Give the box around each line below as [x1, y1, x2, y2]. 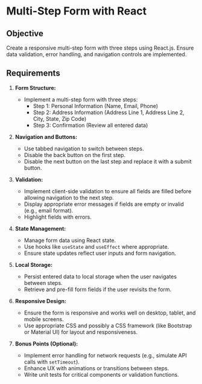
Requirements [6, 68, 60, 78]
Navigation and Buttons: [14, 133, 77, 140]
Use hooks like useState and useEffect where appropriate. [24, 243, 169, 250]
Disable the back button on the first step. [24, 151, 125, 158]
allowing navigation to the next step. [24, 194, 115, 201]
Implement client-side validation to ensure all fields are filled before [24, 187, 192, 194]
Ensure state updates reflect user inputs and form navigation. [24, 249, 177, 257]
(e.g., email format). [24, 206, 74, 214]
